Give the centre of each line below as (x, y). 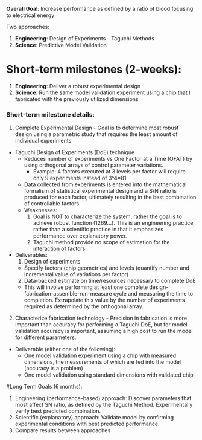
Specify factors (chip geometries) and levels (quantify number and (107, 268)
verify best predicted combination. (58, 411)
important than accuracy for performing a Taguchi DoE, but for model (101, 325)
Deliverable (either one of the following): (65, 349)
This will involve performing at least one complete (86, 287)
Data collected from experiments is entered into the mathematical (105, 184)
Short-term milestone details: (50, 114)
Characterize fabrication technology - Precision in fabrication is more (101, 318)
